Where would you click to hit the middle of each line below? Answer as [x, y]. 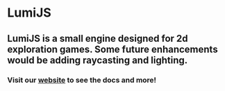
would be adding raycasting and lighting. [98, 60]
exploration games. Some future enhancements [112, 49]
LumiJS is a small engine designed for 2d [98, 39]
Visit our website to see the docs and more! [82, 80]
